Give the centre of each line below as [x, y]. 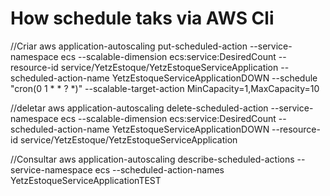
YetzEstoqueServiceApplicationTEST [86, 180]
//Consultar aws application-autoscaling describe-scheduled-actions [152, 159]
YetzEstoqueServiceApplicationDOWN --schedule [214, 78]
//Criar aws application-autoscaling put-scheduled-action [129, 46]
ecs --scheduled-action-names [159, 169]
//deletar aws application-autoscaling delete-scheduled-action [139, 108]
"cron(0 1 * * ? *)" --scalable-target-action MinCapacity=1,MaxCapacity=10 [165, 88]
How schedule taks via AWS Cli [142, 18]
